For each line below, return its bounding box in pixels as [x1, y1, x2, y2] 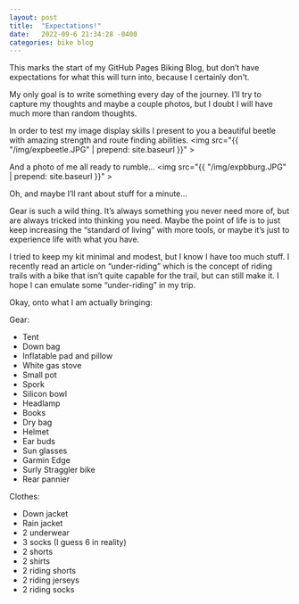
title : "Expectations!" [9, 21, 102, 30]
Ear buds [21, 436, 56, 447]
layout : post [9, 12, 58, 22]
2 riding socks [21, 584, 75, 595]
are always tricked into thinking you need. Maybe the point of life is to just [9, 215, 281, 226]
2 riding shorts [21, 566, 77, 576]
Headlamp [21, 398, 61, 409]
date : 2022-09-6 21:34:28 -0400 [9, 29, 138, 38]
